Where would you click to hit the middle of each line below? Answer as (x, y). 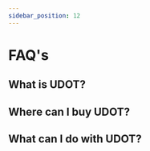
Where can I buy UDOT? (69, 111)
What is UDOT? (47, 85)
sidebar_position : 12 (45, 16)
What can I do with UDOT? (75, 139)
